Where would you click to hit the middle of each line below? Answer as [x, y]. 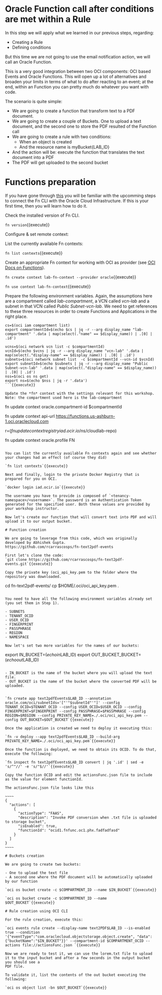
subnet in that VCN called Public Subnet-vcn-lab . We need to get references [81, 306]
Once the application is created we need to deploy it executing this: [79, 728]
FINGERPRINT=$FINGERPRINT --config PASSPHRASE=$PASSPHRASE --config [75, 711]
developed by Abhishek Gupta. [36, 542]
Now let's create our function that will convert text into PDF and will [81, 517]
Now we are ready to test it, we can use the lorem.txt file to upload [79, 954]
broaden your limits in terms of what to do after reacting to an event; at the [79, 82]
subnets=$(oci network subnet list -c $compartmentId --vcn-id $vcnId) [80, 359]
